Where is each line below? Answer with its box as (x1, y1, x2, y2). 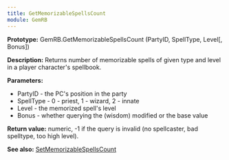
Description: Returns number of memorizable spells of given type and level (7, 55, 221, 64)
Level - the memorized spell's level (17, 104, 116, 112)
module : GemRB (7, 16, 48, 23)
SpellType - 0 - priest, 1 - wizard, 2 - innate (17, 96, 140, 105)
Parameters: (7, 76, 43, 84)
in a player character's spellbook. (7, 63, 102, 71)
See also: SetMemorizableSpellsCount (7, 145, 117, 153)
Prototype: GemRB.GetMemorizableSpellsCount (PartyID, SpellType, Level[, (7, 35, 223, 43)
